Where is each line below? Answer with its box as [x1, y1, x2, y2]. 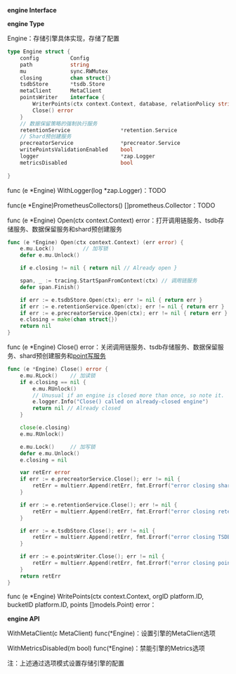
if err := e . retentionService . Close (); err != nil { [20, 501, 178, 509]
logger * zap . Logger [20, 153, 156, 160]
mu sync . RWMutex [20, 68, 109, 75]
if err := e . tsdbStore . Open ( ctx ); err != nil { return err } [20, 296, 203, 303]
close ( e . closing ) [20, 424, 71, 431]
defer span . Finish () [20, 284, 80, 291]
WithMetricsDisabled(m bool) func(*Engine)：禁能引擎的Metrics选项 [7, 644, 205, 652]
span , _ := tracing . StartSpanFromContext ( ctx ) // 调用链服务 [20, 277, 197, 284]
